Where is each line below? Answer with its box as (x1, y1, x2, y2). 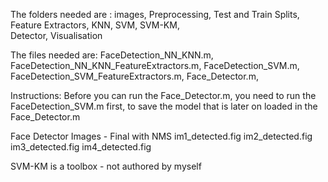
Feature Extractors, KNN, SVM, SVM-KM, (10, 19, 180, 31)
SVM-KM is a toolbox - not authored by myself (10, 160, 202, 172)
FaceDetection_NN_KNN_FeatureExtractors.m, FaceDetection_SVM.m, (10, 60, 300, 71)
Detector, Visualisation (10, 30, 103, 41)
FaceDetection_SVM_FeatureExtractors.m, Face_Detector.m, (10, 70, 259, 82)
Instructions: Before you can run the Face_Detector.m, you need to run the (10, 90, 317, 101)
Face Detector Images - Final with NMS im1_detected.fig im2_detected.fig (10, 130, 313, 142)
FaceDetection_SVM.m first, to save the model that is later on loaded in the (10, 100, 318, 112)
